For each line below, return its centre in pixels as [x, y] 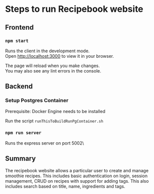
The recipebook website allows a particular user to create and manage [77, 170]
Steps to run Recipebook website [74, 9]
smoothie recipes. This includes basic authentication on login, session [77, 176]
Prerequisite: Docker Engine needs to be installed [55, 111]
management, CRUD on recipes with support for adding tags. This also [77, 181]
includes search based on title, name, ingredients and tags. [65, 186]
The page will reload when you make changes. [53, 66]
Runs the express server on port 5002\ [44, 143]
